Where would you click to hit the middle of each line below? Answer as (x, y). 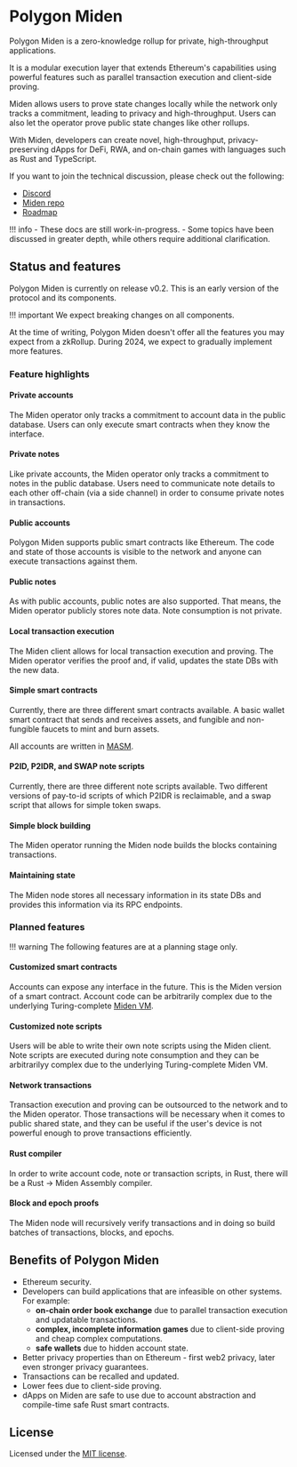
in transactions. (37, 502)
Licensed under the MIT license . (68, 1454)
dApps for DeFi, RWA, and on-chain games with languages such (168, 149)
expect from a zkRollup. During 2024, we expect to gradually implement (141, 341)
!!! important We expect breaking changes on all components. (122, 315)
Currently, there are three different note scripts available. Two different (139, 786)
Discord (36, 193)
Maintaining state (42, 875)
